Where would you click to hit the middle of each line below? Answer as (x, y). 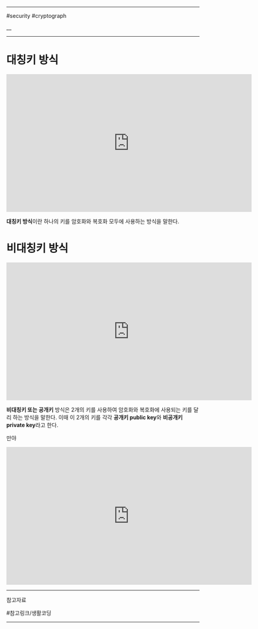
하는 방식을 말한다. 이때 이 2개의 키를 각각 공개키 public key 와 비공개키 (98, 417)
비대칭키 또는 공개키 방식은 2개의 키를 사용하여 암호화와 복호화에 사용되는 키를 (99, 409)
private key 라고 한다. (32, 425)
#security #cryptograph (36, 16)
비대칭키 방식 (37, 248)
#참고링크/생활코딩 (29, 612)
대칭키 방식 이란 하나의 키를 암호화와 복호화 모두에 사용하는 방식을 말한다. (93, 221)
